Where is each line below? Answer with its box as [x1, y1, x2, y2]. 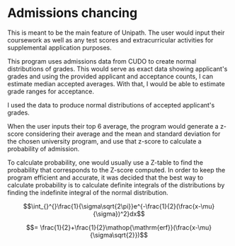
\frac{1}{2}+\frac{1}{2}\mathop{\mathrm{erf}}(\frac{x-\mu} [40, 223, 212, 231]
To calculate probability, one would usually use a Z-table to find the [7, 158, 204, 167]
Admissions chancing [7, 5, 138, 21]
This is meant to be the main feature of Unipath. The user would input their [7, 28, 225, 37]
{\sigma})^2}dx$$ [93, 209, 145, 218]
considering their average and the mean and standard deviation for [25, 129, 221, 138]
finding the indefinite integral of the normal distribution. [7, 188, 168, 197]
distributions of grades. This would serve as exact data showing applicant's [7, 64, 228, 73]
